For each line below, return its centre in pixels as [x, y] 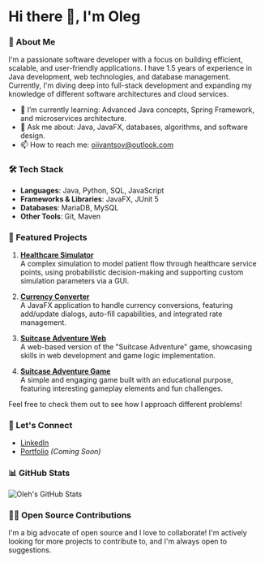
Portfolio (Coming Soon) [60, 452]
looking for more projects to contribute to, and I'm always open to [118, 541]
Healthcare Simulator [57, 255]
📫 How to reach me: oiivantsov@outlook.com [97, 145]
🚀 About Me [32, 42]
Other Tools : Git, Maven [60, 216]
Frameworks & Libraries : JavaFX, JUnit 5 [90, 199]
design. [33, 136]
